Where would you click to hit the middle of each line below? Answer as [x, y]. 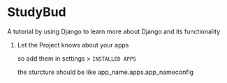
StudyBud [37, 12]
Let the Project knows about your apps [73, 45]
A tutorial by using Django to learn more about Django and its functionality [114, 31]
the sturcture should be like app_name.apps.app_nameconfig [105, 72]
